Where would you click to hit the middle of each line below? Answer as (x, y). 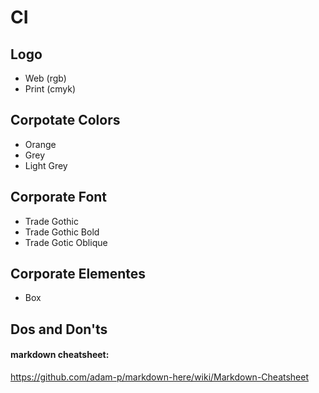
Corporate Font (59, 197)
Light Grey (46, 165)
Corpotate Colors (65, 120)
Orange (40, 144)
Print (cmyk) (50, 89)
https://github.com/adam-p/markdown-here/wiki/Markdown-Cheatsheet (160, 377)
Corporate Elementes (78, 274)
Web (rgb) (45, 78)
